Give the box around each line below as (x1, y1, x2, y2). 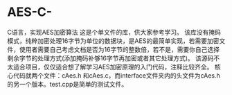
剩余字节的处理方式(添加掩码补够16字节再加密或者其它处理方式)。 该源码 (7, 53, 214, 62)
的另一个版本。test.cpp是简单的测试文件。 (7, 80, 128, 88)
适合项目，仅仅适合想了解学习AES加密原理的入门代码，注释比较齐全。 (12, 62, 213, 71)
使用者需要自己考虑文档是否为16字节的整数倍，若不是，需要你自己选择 (19, 45, 220, 53)
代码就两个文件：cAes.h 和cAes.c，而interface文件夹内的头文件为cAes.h (12, 71, 220, 80)
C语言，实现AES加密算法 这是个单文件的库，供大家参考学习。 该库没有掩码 (7, 28, 222, 36)
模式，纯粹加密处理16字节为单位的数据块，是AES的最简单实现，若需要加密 (7, 36, 220, 45)
